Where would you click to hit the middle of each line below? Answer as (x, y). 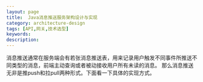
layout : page (23, 12)
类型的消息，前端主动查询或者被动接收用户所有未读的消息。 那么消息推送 (102, 65)
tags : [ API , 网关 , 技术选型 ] (38, 29)
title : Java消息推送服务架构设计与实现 (52, 17)
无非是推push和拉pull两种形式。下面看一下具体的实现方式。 (81, 73)
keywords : (19, 34)
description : (23, 40)
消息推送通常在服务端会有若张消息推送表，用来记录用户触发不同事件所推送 (99, 58)
